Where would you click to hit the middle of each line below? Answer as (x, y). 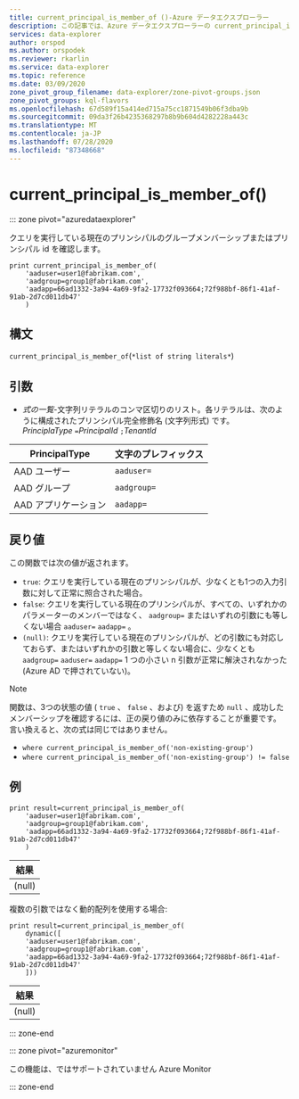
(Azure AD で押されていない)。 (79, 671)
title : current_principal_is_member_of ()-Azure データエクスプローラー (139, 17)
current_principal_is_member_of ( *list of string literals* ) (121, 356)
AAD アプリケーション (60, 505)
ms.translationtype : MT (53, 126)
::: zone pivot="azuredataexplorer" (73, 219)
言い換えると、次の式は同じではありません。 (91, 729)
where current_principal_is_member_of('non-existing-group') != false (156, 757)
